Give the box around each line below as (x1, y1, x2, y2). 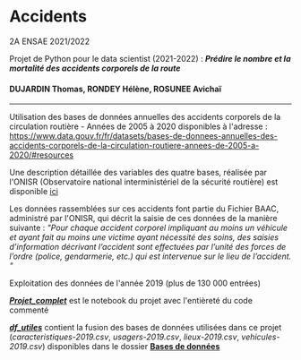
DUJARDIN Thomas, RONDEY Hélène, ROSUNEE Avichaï (9, 83, 222, 94)
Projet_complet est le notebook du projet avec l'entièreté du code (9, 296, 254, 306)
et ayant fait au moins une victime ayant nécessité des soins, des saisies (9, 232, 279, 243)
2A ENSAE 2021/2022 (9, 36, 90, 47)
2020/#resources (9, 150, 74, 160)
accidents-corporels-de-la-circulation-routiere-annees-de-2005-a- (9, 141, 260, 151)
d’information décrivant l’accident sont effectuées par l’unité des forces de (9, 242, 287, 253)
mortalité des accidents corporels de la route (9, 63, 181, 73)
